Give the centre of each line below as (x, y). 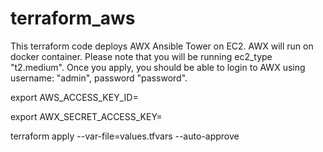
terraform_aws (73, 18)
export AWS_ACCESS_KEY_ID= (74, 97)
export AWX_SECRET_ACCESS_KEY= (86, 116)
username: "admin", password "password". (99, 78)
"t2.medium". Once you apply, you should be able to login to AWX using (158, 67)
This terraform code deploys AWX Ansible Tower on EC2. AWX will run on (162, 46)
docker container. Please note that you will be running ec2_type (141, 56)
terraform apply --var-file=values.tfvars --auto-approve (125, 136)
